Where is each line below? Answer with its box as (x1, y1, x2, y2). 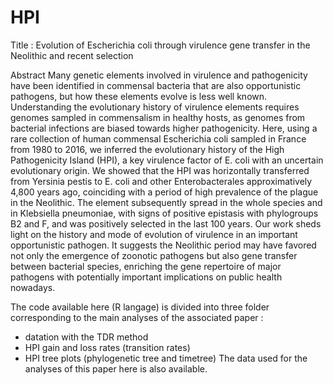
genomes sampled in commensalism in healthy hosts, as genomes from (10, 111, 306, 123)
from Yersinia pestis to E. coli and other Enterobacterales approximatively (10, 175, 313, 187)
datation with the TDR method (24, 331, 149, 343)
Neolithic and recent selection (10, 49, 134, 61)
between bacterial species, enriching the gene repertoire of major (10, 260, 282, 272)
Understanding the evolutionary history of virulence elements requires (10, 101, 300, 113)
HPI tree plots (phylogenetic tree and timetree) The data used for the (24, 352, 308, 364)
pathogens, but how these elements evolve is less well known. (10, 90, 268, 102)
